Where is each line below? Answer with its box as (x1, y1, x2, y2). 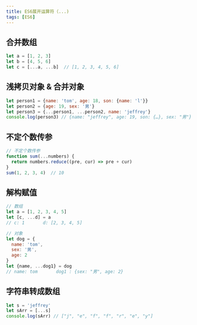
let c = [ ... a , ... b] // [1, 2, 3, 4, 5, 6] (6, 64, 119, 71)
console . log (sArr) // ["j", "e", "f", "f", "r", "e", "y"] (6, 313, 154, 319)
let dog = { (6, 236, 35, 242)
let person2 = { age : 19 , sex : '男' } (6, 103, 95, 109)
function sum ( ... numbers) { (6, 153, 75, 159)
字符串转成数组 (6, 286, 60, 297)
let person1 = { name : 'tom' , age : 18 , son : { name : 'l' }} (6, 98, 148, 103)
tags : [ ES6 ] (6, 14, 35, 20)
